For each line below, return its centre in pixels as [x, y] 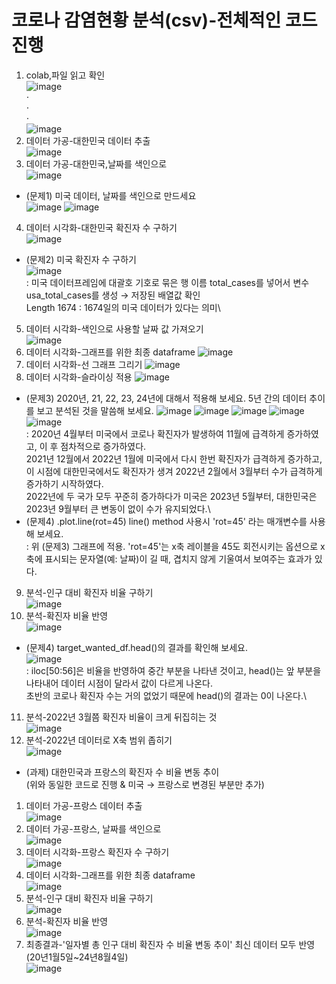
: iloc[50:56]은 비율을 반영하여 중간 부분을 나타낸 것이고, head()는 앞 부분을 [173, 670]
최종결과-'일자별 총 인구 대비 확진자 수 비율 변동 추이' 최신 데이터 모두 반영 [170, 944]
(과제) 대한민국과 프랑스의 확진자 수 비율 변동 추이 [122, 772]
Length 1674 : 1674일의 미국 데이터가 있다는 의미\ [123, 307]
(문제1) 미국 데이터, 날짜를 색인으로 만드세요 [111, 195]
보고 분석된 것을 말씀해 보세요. [95, 410]
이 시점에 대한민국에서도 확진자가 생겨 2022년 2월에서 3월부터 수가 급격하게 [174, 471]
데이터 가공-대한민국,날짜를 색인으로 [96, 163]
